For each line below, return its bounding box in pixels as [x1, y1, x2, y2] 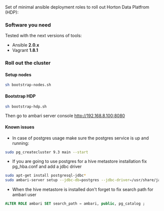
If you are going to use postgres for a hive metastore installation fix [12, 159, 147, 164]
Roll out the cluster [5, 60, 51, 67]
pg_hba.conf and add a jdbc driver [12, 164, 82, 169]
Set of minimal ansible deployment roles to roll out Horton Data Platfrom [5, 4, 150, 10]
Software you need [5, 22, 51, 28]
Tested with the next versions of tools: [5, 33, 82, 39]
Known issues [5, 124, 35, 130]
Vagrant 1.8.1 [12, 47, 38, 53]
